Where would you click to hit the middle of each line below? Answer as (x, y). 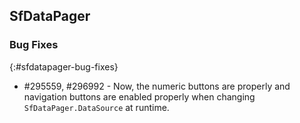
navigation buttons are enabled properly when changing (139, 96)
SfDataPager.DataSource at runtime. (96, 107)
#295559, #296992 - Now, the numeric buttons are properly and (157, 86)
